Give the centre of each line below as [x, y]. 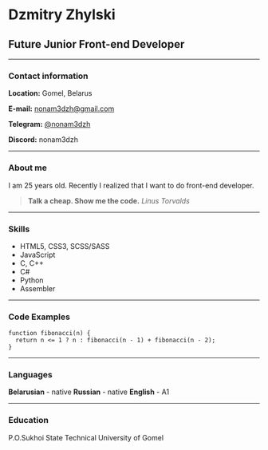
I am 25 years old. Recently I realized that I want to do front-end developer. [131, 185]
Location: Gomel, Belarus [50, 93]
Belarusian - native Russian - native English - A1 [89, 392]
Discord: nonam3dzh [43, 140]
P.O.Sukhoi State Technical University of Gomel [86, 437]
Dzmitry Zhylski [62, 15]
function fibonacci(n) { [49, 334]
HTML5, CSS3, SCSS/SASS [65, 246]
